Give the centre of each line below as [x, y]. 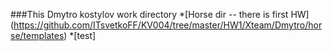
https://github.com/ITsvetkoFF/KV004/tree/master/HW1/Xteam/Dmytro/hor [168, 25]
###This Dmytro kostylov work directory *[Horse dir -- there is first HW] [160, 14]
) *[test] [80, 35]
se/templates [37, 35]
